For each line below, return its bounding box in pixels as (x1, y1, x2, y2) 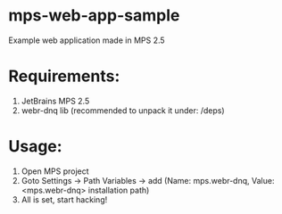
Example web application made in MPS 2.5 (8, 35, 166, 45)
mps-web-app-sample (8, 5, 180, 26)
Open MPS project (21, 166, 90, 177)
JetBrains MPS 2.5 (21, 95, 90, 106)
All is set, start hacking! (21, 193, 108, 205)
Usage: (8, 136, 63, 157)
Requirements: (8, 66, 120, 86)
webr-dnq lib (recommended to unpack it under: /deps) (21, 104, 225, 116)
